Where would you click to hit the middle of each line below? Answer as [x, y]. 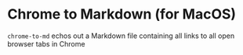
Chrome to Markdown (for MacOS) [122, 14]
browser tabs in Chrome [46, 43]
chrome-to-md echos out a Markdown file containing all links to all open [121, 36]
